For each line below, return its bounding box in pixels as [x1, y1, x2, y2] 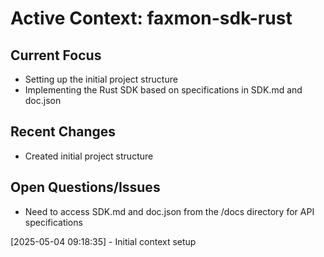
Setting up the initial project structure [24, 73, 178, 85]
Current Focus [10, 47, 102, 64]
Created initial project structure [24, 150, 154, 162]
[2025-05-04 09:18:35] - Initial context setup [10, 235, 197, 247]
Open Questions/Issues [10, 179, 161, 196]
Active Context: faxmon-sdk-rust [10, 7, 293, 30]
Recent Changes [10, 123, 117, 141]
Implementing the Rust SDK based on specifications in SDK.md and [24, 84, 303, 96]
